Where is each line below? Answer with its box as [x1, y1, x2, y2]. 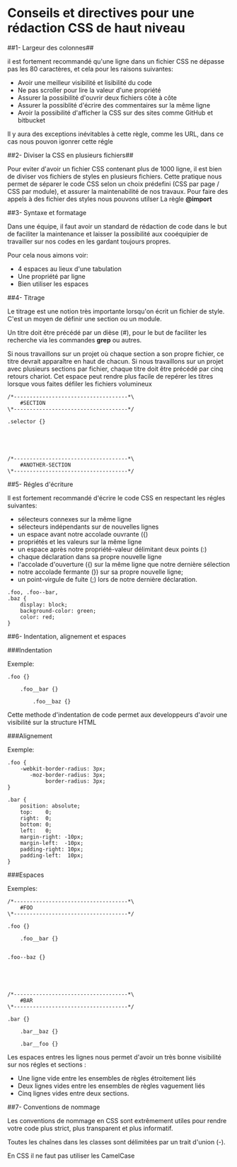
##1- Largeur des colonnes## [7, 43, 94, 52]
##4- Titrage [7, 293, 45, 301]
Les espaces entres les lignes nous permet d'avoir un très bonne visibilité [7, 1052, 221, 1061]
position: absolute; [20, 802, 81, 810]
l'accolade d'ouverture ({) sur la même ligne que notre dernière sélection [17, 560, 231, 568]
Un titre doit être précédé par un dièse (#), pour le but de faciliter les [7, 328, 207, 337]
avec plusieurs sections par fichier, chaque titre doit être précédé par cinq [7, 364, 224, 373]
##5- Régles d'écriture [7, 480, 74, 488]
